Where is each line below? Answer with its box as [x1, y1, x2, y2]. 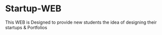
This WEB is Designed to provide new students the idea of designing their [5, 19, 157, 25]
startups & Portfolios [5, 24, 47, 30]
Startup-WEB [5, 3, 61, 14]
